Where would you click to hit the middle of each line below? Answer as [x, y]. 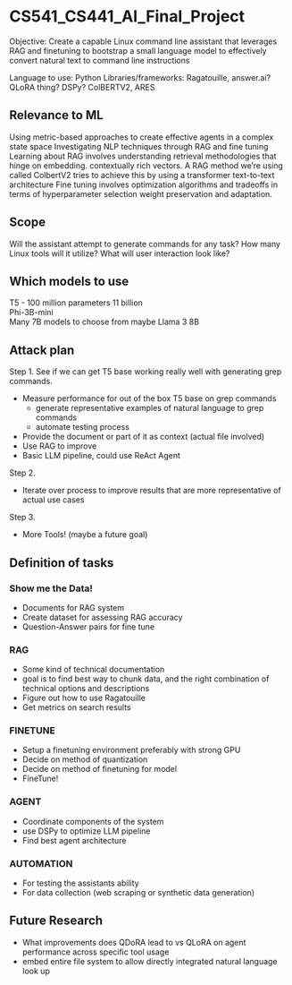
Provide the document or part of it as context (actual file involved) [143, 437]
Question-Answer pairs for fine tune [88, 626]
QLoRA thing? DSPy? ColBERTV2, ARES [82, 87]
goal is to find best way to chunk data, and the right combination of [146, 679]
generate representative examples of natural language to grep [150, 408]
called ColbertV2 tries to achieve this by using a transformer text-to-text [142, 175]
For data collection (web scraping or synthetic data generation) [138, 893]
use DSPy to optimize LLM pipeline [86, 831]
